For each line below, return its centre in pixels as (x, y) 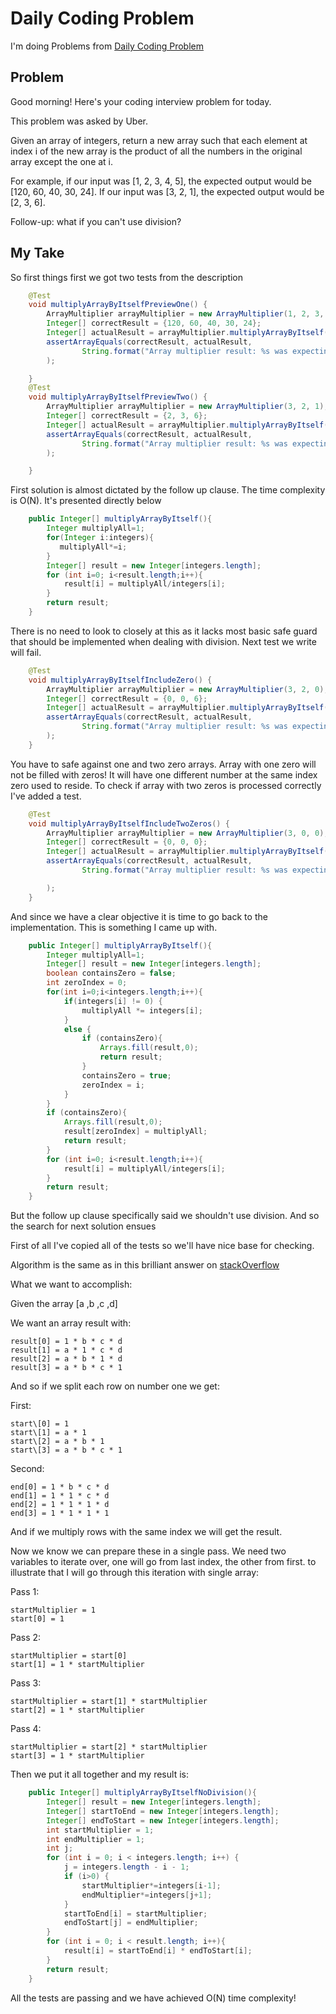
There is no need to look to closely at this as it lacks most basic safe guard (164, 631)
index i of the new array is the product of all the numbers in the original (156, 151)
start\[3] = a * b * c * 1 (66, 1450)
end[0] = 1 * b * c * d (60, 1487)
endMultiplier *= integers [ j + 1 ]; (147, 1895)
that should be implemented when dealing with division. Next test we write (163, 641)
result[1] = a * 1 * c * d (66, 1350)
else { (77, 1029)
